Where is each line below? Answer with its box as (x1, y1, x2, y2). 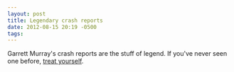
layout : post (7, 10, 46, 18)
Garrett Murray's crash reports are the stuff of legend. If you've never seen (7, 49, 228, 58)
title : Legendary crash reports (7, 17, 103, 24)
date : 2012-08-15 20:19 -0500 (7, 23, 97, 30)
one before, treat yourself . (7, 57, 84, 66)
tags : (7, 30, 23, 37)
